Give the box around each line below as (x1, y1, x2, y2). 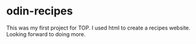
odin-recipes (6, 4, 73, 18)
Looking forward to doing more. (6, 30, 86, 37)
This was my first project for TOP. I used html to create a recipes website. (6, 24, 191, 31)
